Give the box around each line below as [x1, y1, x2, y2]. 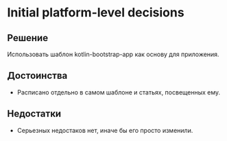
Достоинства [7, 70, 68, 81]
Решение [7, 32, 49, 44]
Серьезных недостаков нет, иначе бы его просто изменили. [16, 126, 193, 134]
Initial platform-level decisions [7, 5, 184, 21]
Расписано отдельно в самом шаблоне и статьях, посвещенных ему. [16, 88, 221, 97]
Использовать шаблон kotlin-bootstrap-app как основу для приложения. [7, 50, 219, 58]
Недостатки [7, 108, 62, 120]
